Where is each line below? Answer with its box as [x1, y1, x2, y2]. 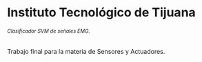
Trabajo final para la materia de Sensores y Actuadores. [7, 48, 165, 56]
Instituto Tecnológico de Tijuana [7, 5, 196, 20]
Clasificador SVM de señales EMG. [7, 27, 91, 35]
